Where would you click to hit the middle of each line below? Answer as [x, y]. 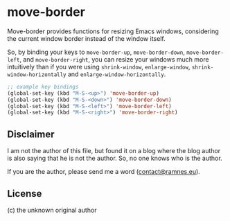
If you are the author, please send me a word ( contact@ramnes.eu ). [104, 172]
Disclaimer [31, 134]
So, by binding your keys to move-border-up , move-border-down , [96, 52]
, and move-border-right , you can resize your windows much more [114, 59]
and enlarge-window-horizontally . [117, 74]
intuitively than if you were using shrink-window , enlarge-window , [99, 67]
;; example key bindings [43, 87]
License [25, 194]
